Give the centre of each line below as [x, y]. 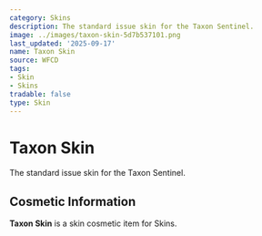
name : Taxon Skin [42, 52]
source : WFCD [34, 60]
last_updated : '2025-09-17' [63, 43]
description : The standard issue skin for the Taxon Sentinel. [132, 26]
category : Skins [40, 18]
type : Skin [30, 103]
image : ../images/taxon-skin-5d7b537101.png [95, 35]
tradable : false [40, 94]
